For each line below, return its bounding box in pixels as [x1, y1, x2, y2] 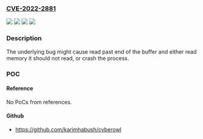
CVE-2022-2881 [6, 4, 56, 13]
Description [6, 34, 42, 43]
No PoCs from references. [6, 98, 72, 105]
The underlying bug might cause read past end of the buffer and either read [6, 48, 197, 55]
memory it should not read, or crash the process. [6, 54, 129, 62]
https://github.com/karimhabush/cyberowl [15, 126, 122, 133]
